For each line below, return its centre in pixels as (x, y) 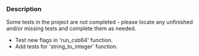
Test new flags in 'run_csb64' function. (64, 40)
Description (24, 9)
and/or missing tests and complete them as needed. (71, 28)
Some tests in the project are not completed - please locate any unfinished (99, 22)
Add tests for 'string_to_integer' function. (66, 46)
